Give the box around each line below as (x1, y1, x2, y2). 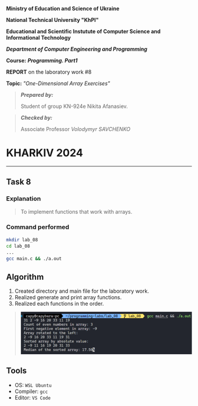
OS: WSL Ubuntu (14, 381, 52, 388)
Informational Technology (6, 34, 71, 41)
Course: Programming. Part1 (6, 57, 78, 64)
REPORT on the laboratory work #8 (6, 68, 92, 76)
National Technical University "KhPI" (6, 17, 99, 23)
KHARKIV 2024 (6, 146, 84, 160)
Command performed (6, 222, 70, 231)
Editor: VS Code (14, 394, 51, 401)
